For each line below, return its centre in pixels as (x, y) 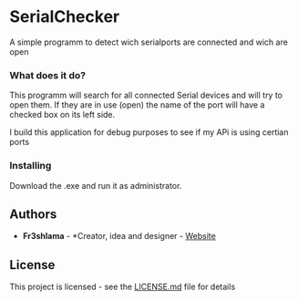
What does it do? (48, 75)
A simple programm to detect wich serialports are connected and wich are (149, 42)
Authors (33, 214)
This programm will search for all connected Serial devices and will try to (146, 95)
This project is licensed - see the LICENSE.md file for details (123, 287)
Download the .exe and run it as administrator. (96, 185)
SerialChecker (65, 17)
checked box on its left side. (62, 115)
